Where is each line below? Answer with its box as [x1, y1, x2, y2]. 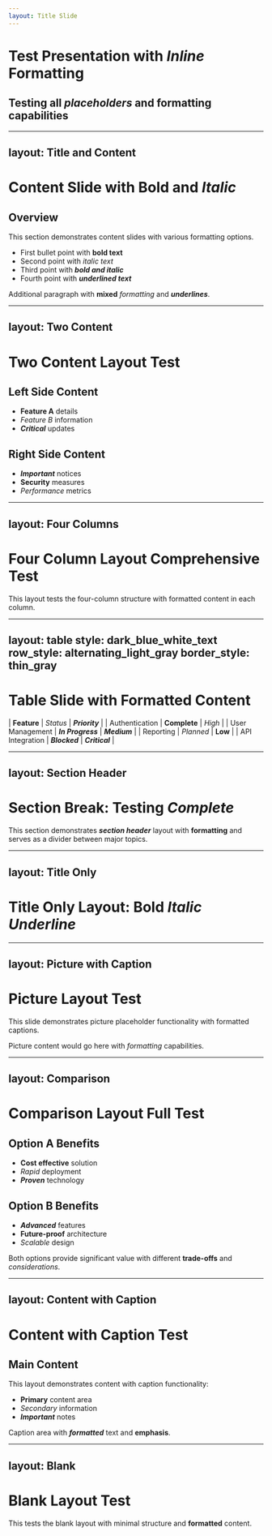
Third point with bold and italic [19, 265, 124, 275]
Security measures [19, 478, 85, 487]
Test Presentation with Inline [8, 46, 205, 65]
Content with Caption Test [8, 1325, 189, 1344]
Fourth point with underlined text [19, 273, 132, 284]
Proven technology [19, 1175, 85, 1185]
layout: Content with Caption [8, 1293, 157, 1306]
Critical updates [19, 423, 75, 434]
